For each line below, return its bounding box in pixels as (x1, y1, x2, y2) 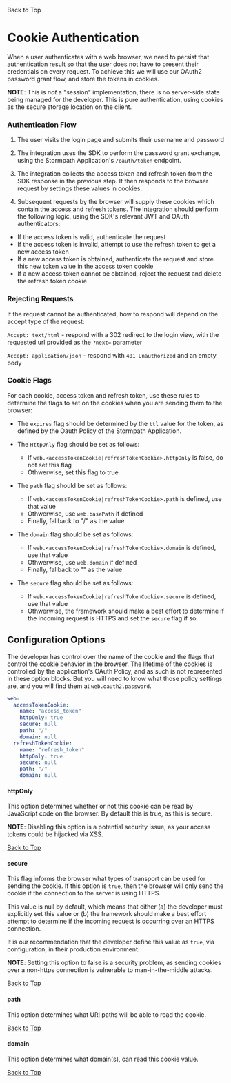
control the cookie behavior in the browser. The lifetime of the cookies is (7, 660, 213, 668)
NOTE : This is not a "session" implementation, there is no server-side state (7, 88, 220, 96)
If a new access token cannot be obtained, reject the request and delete (17, 270, 222, 278)
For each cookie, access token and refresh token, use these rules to (7, 391, 200, 399)
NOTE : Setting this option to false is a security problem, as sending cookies (7, 958, 222, 967)
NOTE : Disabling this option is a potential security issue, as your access (7, 823, 211, 831)
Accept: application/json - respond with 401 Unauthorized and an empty (7, 351, 217, 359)
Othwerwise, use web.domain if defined (27, 558, 137, 566)
